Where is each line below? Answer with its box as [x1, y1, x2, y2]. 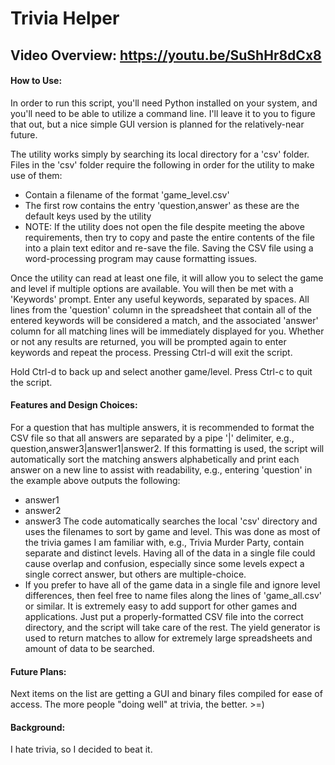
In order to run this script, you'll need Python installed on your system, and [10, 97, 318, 109]
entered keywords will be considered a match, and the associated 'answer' [10, 314, 319, 326]
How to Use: [10, 75, 63, 87]
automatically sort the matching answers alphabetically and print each [10, 453, 300, 465]
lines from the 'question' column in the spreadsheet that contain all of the [10, 303, 312, 316]
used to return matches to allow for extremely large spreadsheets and [24, 632, 313, 644]
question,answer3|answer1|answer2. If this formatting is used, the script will [10, 442, 325, 454]
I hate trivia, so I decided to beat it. [10, 743, 153, 756]
